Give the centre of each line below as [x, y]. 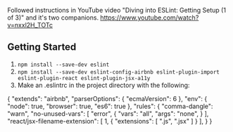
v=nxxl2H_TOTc [30, 25]
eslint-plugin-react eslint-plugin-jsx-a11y [84, 78]
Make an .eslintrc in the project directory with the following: [103, 85]
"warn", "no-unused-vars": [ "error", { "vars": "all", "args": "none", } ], [108, 113]
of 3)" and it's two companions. [53, 18]
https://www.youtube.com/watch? [150, 18]
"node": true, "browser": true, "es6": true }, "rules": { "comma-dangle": [110, 106]
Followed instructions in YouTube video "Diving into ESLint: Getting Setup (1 [117, 10]
